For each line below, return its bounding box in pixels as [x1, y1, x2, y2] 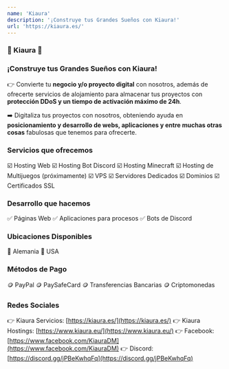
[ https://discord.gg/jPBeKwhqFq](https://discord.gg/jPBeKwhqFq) [7, 355, 194, 363]
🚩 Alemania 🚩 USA [7, 247, 60, 256]
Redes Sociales [7, 300, 60, 310]
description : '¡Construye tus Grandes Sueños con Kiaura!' [7, 16, 180, 23]
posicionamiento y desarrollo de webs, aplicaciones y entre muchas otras [7, 121, 222, 129]
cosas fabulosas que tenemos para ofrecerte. [7, 128, 138, 136]
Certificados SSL [7, 181, 55, 190]
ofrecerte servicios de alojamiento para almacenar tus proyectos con [7, 90, 203, 98]
